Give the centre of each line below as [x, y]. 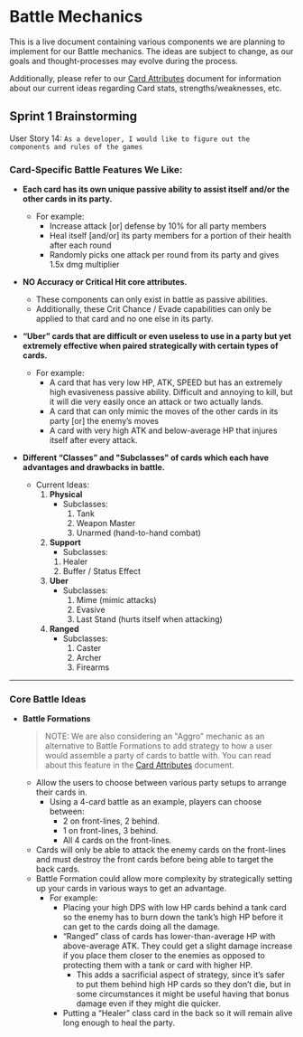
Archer [89, 658]
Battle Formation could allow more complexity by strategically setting [164, 879]
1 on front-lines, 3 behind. [110, 831]
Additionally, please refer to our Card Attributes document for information [146, 78]
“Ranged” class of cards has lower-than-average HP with [169, 937]
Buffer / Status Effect [102, 571]
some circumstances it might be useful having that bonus [183, 994]
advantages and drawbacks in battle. [93, 467]
